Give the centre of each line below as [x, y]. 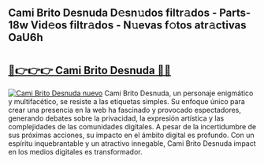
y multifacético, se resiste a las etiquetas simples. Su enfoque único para [127, 101]
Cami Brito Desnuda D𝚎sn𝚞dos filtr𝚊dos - [113, 13]
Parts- [235, 13]
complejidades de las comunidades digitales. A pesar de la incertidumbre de [132, 127]
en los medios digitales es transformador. [75, 152]
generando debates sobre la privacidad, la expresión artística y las [116, 118]
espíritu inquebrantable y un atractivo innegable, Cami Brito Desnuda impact [132, 143]
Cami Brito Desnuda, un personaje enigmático [179, 93]
